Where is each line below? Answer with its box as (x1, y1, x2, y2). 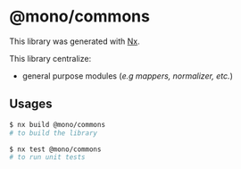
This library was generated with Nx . (9, 36, 140, 46)
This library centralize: (9, 53, 92, 63)
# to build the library (9, 128, 98, 138)
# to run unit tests (9, 153, 87, 162)
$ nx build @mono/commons (9, 120, 105, 129)
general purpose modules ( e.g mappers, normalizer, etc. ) (21, 70, 234, 81)
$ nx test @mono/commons (9, 145, 102, 154)
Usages (9, 97, 53, 112)
